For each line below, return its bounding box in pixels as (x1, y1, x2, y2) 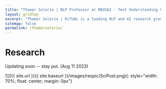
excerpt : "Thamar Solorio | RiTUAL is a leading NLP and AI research (5, 16, 152, 21)
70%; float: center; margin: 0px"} (5, 78, 73, 84)
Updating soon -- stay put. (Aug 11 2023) (5, 63, 88, 69)
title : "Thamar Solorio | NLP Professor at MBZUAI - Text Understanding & (5, 7, 163, 12)
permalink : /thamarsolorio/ (5, 26, 63, 31)
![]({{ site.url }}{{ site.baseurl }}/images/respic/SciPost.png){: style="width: (5, 73, 158, 79)
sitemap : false (5, 21, 37, 26)
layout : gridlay (5, 12, 39, 17)
